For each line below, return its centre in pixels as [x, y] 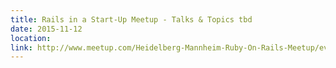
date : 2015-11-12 [46, 29]
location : [31, 38]
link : [21, 47]
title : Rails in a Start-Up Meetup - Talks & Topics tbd [131, 19]
